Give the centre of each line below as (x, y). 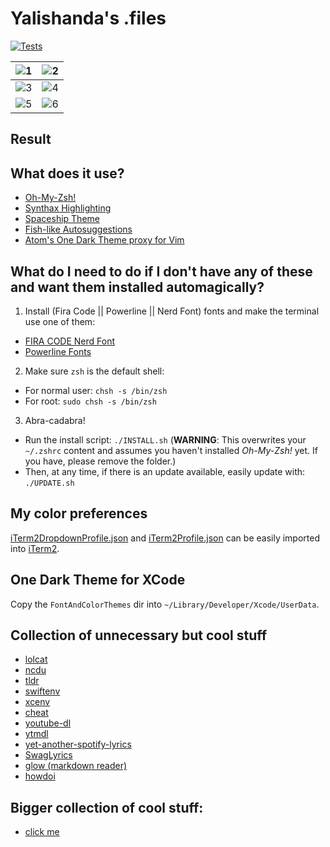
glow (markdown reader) (76, 766)
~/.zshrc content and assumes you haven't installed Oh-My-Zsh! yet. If (171, 450)
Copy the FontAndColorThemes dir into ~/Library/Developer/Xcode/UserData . (165, 604)
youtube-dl (48, 723)
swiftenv (42, 691)
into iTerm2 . (35, 548)
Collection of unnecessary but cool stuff (139, 635)
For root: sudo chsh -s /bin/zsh (90, 401)
